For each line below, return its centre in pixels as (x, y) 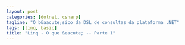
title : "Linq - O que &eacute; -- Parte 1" (61, 33)
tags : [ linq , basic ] (32, 28)
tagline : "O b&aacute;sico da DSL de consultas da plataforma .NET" (93, 22)
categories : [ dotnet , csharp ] (44, 17)
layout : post (22, 11)
